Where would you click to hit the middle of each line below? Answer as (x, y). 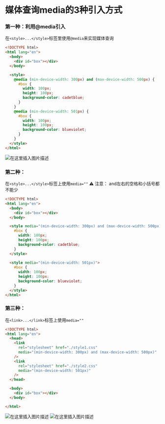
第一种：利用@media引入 (35, 27)
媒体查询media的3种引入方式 (64, 10)
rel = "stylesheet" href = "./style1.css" (58, 348)
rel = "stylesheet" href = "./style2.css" (58, 366)
